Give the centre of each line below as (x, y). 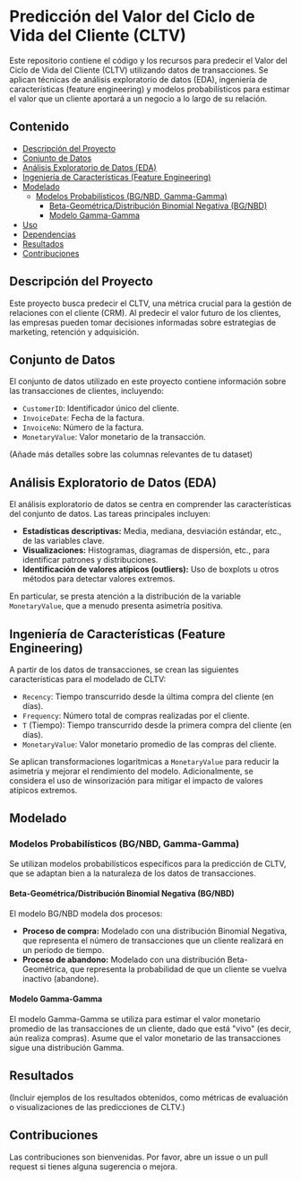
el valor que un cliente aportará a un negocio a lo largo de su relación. (138, 98)
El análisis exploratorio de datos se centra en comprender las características (150, 504)
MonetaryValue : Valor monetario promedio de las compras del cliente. (149, 744)
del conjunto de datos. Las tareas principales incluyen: (110, 514)
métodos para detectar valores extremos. (99, 579)
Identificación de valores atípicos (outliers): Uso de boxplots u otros (150, 569)
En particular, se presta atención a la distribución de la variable (125, 596)
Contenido (39, 127)
